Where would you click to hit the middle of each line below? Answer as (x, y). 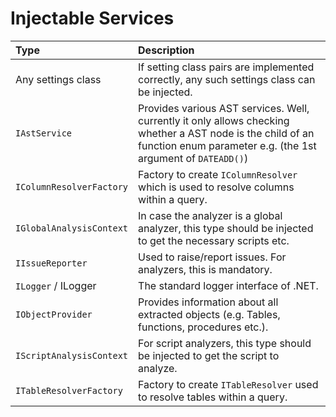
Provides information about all (208, 302)
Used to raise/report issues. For (212, 257)
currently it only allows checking (214, 120)
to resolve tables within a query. (213, 397)
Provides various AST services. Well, (224, 108)
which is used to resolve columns (216, 187)
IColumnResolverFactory (72, 186)
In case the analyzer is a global (210, 215)
